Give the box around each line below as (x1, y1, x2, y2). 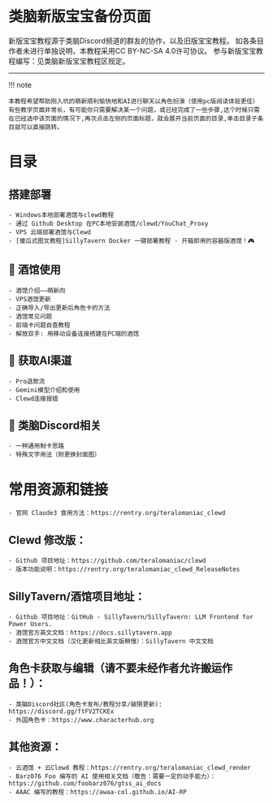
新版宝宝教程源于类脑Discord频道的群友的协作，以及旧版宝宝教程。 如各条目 (8, 36, 264, 45)
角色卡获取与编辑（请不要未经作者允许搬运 (8, 661, 222, 675)
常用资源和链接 (8, 480, 109, 499)
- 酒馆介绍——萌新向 (8, 286, 66, 295)
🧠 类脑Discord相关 (8, 418, 102, 432)
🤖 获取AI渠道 (8, 354, 72, 368)
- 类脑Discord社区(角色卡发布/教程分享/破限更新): (8, 700, 162, 708)
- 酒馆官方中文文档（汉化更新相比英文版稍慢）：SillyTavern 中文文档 (8, 637, 214, 646)
